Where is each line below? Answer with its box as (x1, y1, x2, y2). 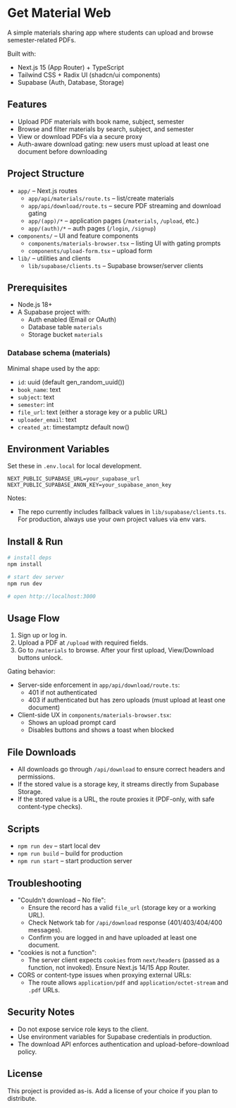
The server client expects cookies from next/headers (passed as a (27, 956, 220, 964)
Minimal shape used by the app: (7, 364, 100, 372)
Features (7, 99, 47, 111)
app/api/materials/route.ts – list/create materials (27, 194, 175, 202)
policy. (17, 1047, 37, 1056)
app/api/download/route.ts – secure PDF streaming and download (27, 201, 221, 209)
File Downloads (7, 746, 76, 758)
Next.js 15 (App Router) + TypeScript (17, 63, 125, 71)
